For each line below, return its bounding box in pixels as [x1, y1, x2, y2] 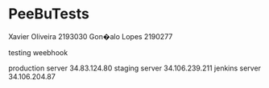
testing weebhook [8, 47, 68, 57]
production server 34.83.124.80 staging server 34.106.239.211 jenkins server [8, 63, 262, 73]
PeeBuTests [8, 5, 90, 23]
